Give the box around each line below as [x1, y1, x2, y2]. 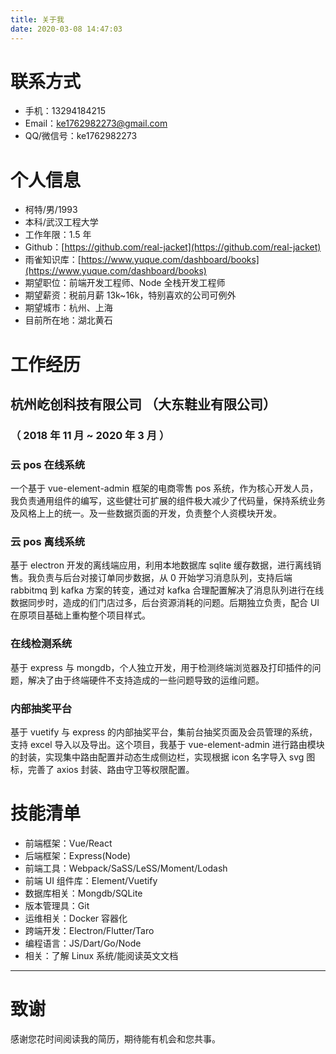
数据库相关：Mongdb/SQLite [24, 887, 143, 899]
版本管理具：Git [24, 900, 90, 911]
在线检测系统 [10, 637, 73, 651]
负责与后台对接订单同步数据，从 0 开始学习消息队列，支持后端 [36, 572, 293, 584]
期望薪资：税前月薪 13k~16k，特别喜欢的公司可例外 [24, 289, 237, 301]
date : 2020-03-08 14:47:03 [10, 24, 123, 34]
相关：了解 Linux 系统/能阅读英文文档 [24, 950, 179, 961]
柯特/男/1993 [24, 204, 78, 216]
